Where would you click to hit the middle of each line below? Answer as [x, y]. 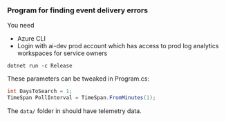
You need [21, 26]
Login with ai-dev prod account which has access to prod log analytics [118, 46]
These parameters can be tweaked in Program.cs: [78, 79]
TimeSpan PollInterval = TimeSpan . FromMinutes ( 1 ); [82, 98]
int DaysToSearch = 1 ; [40, 92]
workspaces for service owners [62, 53]
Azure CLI [31, 39]
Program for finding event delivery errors [78, 10]
